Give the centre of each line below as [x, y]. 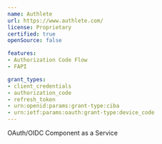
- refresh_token [31, 99]
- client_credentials [40, 86]
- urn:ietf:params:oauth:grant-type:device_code [81, 113]
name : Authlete [30, 14]
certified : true [31, 34]
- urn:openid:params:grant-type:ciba [64, 106]
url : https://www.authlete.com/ [55, 21]
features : [22, 53]
